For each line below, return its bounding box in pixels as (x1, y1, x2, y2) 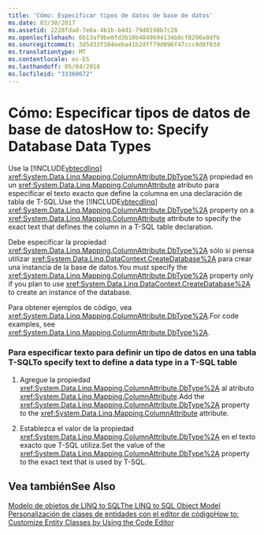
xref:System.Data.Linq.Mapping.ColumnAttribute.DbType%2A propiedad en (8, 172, 254, 181)
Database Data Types (8, 137, 151, 155)
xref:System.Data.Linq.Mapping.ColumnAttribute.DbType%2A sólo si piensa (8, 245, 255, 255)
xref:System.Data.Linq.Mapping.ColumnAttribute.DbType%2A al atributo (19, 383, 255, 393)
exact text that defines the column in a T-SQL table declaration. (8, 222, 214, 231)
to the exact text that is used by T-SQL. (19, 457, 147, 467)
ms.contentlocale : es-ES (8, 56, 90, 64)
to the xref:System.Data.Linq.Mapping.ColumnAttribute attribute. (19, 408, 229, 418)
